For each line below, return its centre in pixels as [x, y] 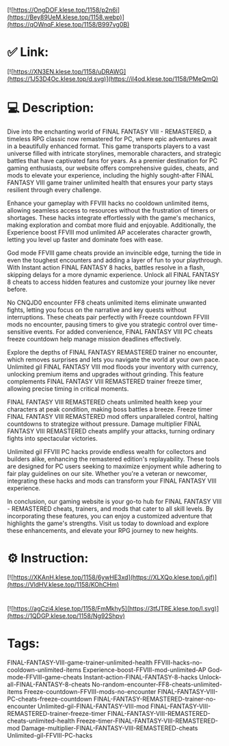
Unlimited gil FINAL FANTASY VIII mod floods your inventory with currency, [113, 367]
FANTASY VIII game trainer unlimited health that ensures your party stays [110, 182]
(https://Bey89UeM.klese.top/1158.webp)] [66, 17]
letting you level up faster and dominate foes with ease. [85, 239]
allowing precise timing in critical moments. [68, 388]
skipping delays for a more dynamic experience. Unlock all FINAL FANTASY [113, 274]
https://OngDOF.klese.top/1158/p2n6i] [67, 10]
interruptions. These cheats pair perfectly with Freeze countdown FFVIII [108, 317]
